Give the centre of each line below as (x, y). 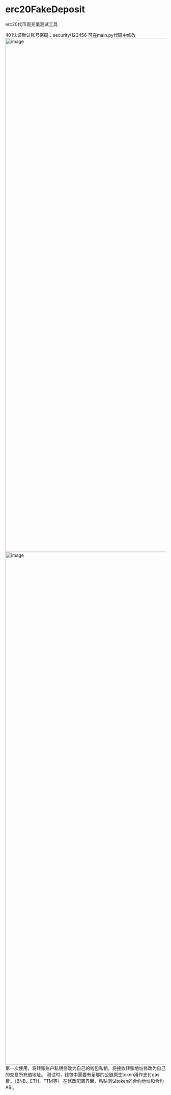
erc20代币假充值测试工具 (32, 24)
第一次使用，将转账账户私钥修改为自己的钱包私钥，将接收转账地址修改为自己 (85, 1068)
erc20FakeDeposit (45, 9)
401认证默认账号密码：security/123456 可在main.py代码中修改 (71, 35)
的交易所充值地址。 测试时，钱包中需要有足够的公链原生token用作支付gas (82, 1075)
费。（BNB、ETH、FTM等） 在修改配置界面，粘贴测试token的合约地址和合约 (85, 1081)
